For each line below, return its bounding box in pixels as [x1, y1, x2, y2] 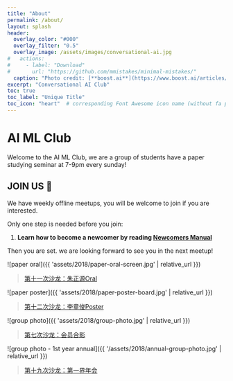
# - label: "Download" [7, 62, 85, 69]
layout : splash [7, 23, 51, 30]
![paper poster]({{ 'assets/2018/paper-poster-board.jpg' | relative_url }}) [7, 288, 213, 296]
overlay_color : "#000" [13, 36, 79, 43]
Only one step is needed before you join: [7, 220, 123, 228]
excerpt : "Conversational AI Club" [7, 81, 110, 88]
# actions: [7, 55, 45, 62]
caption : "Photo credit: [13, 74, 85, 82]
